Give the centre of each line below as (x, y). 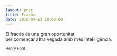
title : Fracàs (21, 15)
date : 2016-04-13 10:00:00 (34, 19)
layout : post (19, 10)
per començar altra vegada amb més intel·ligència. (59, 39)
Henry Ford (15, 49)
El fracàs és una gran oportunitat (40, 34)
